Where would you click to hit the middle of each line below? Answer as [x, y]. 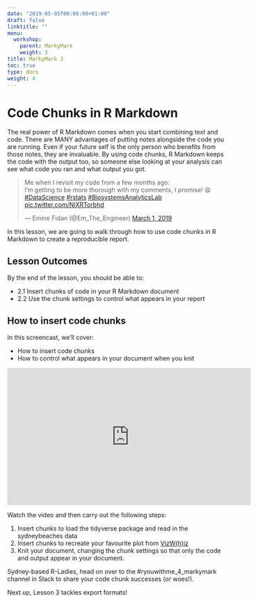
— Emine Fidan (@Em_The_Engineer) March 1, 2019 [98, 218]
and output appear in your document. [71, 558]
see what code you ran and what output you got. [77, 169]
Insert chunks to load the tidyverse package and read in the [103, 528]
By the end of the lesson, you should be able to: [76, 278]
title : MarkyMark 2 [35, 59]
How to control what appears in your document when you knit [106, 358]
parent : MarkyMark [46, 46]
